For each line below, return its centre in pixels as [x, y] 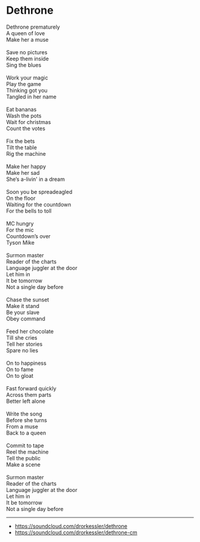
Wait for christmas [29, 122]
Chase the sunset [28, 300]
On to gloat [20, 375]
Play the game [24, 84]
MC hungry [20, 223]
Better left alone [26, 401]
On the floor [21, 198]
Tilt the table [22, 147]
